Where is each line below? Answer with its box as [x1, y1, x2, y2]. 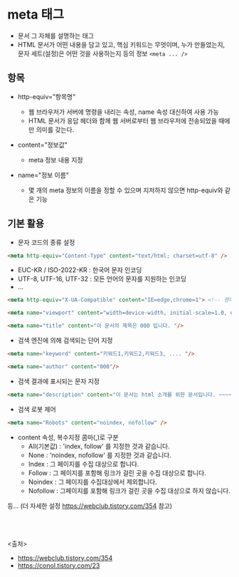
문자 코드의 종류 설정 [17, 238, 75, 246]
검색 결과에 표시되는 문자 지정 [17, 377, 100, 385]
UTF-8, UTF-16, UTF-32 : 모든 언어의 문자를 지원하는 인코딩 [17, 275, 187, 284]
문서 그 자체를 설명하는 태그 [17, 31, 95, 40]
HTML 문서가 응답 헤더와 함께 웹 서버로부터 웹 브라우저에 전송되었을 [28, 116, 217, 125]
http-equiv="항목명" [17, 92, 76, 100]
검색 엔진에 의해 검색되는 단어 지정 [17, 336, 113, 345]
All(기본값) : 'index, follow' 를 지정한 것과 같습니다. [28, 442, 171, 450]
